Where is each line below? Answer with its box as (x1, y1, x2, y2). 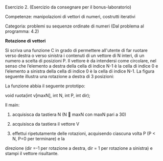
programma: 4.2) (5, 28, 39, 34)
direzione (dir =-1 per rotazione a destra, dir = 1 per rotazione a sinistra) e (5, 145, 153, 151)
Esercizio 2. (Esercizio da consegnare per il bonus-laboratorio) (5, 4, 132, 10)
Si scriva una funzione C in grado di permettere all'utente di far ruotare (5, 48, 148, 53)
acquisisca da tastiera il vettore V (12, 121, 80, 127)
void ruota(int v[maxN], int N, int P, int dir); (5, 93, 91, 98)
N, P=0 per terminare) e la (12, 136, 65, 141)
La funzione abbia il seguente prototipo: (5, 83, 86, 89)
